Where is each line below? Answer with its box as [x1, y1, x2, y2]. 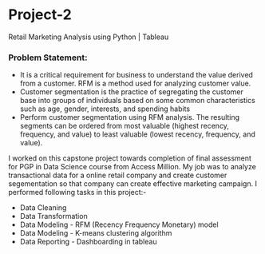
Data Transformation [19, 212, 88, 221]
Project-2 [8, 6, 72, 24]
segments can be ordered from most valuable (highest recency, [19, 121, 230, 131]
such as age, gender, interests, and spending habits [19, 104, 190, 113]
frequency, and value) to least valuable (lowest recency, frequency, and [19, 129, 255, 139]
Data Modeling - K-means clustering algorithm [19, 228, 172, 238]
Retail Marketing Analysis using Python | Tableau [8, 32, 169, 42]
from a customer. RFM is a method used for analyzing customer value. [19, 78, 251, 89]
